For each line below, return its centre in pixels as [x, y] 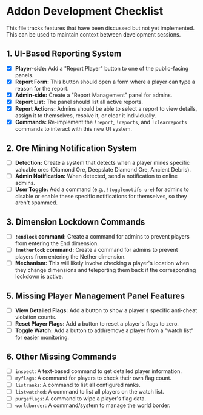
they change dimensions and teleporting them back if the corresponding [105, 270]
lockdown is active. [39, 277]
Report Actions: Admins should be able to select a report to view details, [106, 109]
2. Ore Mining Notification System [72, 148]
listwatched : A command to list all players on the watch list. [89, 392]
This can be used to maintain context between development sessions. [94, 34]
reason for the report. [42, 88]
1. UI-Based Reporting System [64, 54]
